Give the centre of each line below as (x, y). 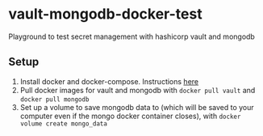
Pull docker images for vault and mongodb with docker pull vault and (138, 90)
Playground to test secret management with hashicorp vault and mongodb (132, 36)
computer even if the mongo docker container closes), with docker (130, 116)
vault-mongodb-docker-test (106, 14)
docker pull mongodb (54, 99)
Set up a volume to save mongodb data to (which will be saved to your (137, 107)
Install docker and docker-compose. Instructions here (109, 81)
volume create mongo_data (63, 123)
